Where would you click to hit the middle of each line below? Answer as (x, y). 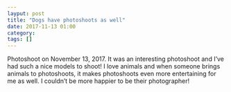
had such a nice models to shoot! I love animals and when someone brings (114, 66)
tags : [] (20, 39)
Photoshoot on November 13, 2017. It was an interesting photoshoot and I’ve (115, 59)
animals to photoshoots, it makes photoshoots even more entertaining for (112, 74)
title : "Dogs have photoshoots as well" (67, 20)
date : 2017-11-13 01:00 (42, 26)
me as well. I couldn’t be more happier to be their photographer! (99, 81)
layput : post (26, 13)
